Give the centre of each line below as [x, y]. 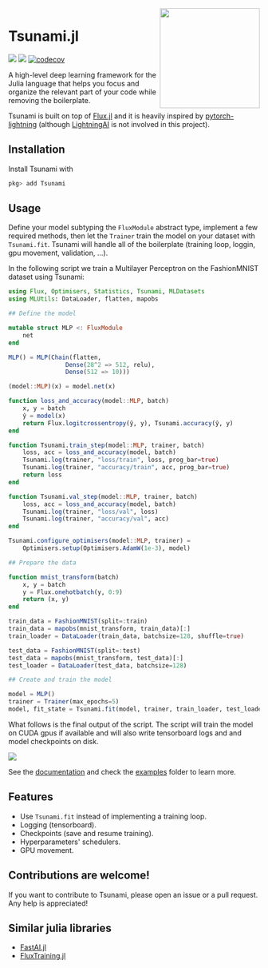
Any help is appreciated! [48, 903]
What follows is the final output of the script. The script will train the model [131, 724]
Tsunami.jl [44, 36]
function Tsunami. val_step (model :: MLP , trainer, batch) [103, 496]
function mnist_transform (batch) [64, 577]
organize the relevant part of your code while [83, 92]
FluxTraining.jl [43, 956]
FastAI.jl [33, 947]
